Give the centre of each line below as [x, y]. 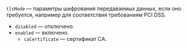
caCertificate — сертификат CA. [65, 39]
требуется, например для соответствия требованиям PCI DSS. [86, 15]
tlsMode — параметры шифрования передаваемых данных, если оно [94, 9]
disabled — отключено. [44, 26]
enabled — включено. [42, 33]
